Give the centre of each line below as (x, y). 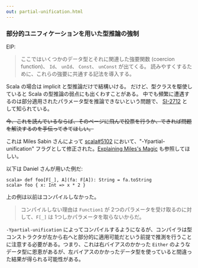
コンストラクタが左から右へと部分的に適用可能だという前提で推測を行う (94, 237)
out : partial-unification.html (45, 12)
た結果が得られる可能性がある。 (45, 259)
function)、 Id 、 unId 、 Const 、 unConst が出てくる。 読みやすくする (104, 66)
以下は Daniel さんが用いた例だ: (45, 168)
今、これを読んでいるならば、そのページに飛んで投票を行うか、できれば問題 (99, 121)
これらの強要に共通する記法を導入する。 (85, 74)
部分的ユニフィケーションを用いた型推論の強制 (73, 33)
